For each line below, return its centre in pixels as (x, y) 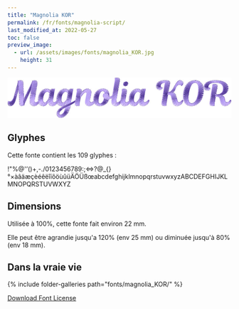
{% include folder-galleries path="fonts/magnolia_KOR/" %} (95, 284)
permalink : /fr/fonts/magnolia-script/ (67, 22)
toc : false (23, 38)
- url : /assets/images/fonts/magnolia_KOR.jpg (84, 53)
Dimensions (34, 206)
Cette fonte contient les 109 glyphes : (62, 155)
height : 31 (36, 61)
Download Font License (42, 298)
